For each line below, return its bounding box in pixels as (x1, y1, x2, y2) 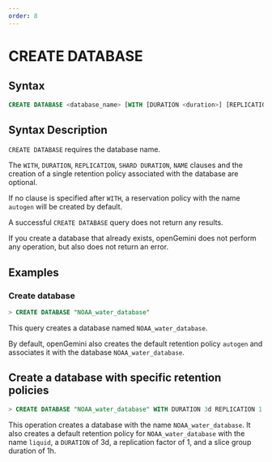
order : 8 (8, 11, 38, 20)
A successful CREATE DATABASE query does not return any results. (8, 218, 224, 227)
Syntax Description (8, 123, 108, 136)
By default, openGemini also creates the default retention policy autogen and (8, 339, 263, 348)
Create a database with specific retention (8, 371, 222, 385)
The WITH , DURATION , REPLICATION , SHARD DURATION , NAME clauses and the (8, 160, 243, 171)
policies (8, 383, 49, 398)
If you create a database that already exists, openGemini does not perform (8, 233, 257, 244)
